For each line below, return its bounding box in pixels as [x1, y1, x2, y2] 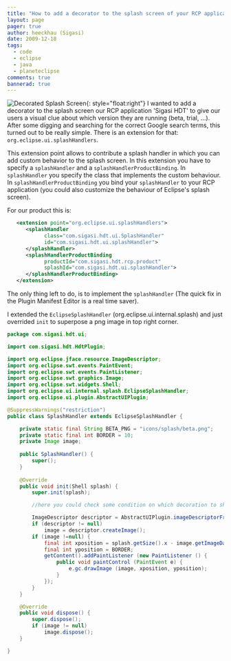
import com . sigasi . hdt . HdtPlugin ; [7, 343, 107, 350]
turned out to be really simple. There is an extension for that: [7, 129, 179, 137]
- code [13, 49, 32, 56]
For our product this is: [7, 206, 71, 215]
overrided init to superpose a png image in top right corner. [7, 318, 179, 325]
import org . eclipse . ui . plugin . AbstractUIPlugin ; [7, 394, 149, 401]
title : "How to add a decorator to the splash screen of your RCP [7, 10, 201, 17]
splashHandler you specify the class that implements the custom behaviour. [7, 171, 221, 180]
